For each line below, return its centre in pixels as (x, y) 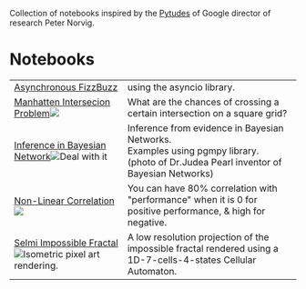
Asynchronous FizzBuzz (66, 87)
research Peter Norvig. (52, 23)
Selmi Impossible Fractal (66, 243)
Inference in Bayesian (60, 144)
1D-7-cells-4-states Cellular (192, 260)
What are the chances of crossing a (203, 102)
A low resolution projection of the (198, 237)
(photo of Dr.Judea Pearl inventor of (204, 162)
